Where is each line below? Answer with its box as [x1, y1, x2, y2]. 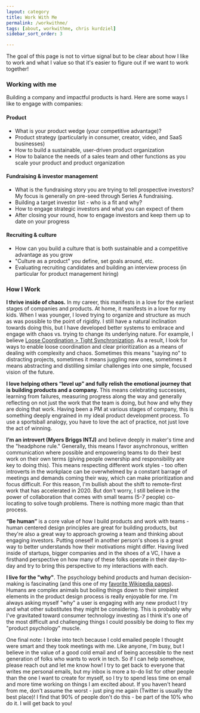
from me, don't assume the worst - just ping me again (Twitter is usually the [6, 687, 192, 694]
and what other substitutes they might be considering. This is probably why [6, 605, 192, 613]
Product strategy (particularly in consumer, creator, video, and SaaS [14, 133, 182, 141]
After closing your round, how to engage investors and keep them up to [14, 211, 191, 218]
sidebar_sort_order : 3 [6, 31, 63, 37]
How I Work [6, 285, 41, 293]
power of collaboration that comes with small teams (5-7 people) [6, 493, 165, 501]
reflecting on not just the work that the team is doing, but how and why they [6, 399, 193, 407]
